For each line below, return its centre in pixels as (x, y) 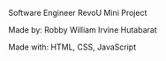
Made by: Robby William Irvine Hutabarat (83, 30)
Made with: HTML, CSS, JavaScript (72, 47)
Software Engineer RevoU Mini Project (78, 13)
